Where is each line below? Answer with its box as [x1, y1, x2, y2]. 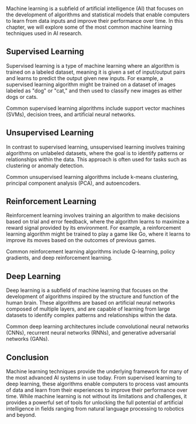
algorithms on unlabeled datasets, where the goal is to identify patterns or [6, 149, 184, 157]
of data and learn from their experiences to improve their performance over [6, 387, 188, 394]
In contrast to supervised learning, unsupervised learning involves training [6, 143, 185, 150]
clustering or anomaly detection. [6, 162, 84, 169]
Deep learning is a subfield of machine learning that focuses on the [6, 287, 169, 294]
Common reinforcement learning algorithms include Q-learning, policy [6, 248, 176, 255]
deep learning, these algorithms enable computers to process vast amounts [6, 380, 189, 388]
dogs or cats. [6, 93, 38, 100]
